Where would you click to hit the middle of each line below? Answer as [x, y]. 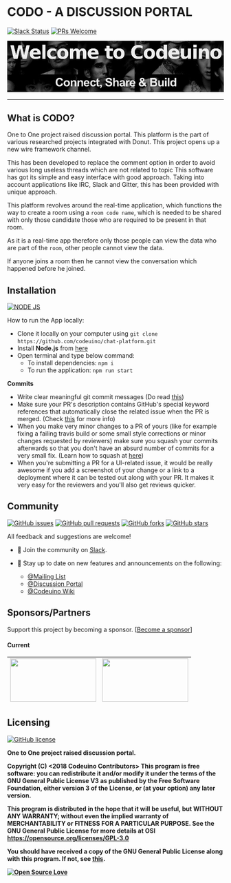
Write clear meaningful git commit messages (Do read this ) [100, 397]
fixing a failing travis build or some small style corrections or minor [111, 434]
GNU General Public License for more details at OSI [81, 831]
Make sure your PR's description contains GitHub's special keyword [113, 405]
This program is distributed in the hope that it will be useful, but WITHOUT [115, 809]
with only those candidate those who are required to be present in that [107, 220]
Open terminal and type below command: [76, 356]
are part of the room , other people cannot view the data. [86, 248]
